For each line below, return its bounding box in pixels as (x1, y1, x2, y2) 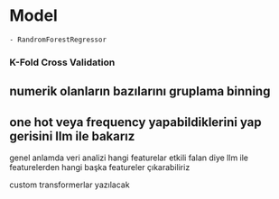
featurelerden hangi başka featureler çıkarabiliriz (9, 162, 191, 173)
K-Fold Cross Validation (9, 56, 116, 68)
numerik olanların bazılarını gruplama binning (9, 84, 271, 99)
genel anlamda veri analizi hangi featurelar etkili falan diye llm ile (9, 152, 249, 163)
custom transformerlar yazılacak (9, 179, 130, 190)
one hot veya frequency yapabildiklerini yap (9, 114, 262, 130)
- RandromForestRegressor (9, 35, 107, 44)
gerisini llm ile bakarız (9, 128, 135, 144)
